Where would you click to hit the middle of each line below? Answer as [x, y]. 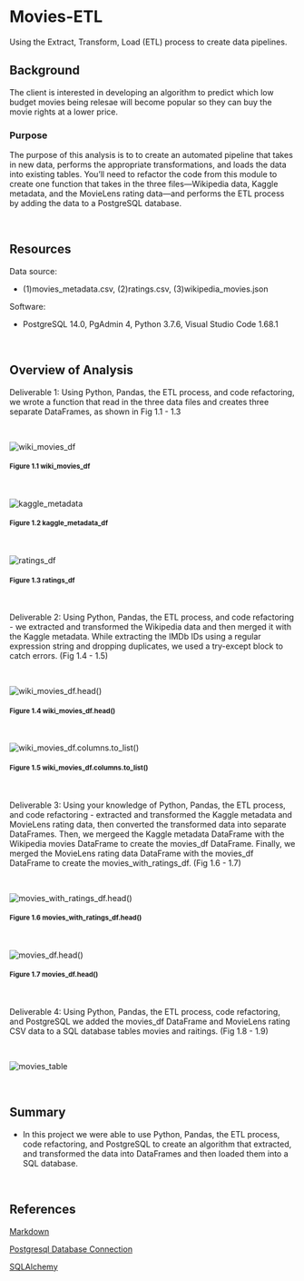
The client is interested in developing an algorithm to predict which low [142, 92]
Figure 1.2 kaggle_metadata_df [59, 523]
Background [44, 70]
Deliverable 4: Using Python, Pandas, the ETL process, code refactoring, [145, 1012]
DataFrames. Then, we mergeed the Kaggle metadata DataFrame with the [147, 834]
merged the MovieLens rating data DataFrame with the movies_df [132, 853]
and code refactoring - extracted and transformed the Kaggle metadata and [151, 814]
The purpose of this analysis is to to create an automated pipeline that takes [151, 155]
